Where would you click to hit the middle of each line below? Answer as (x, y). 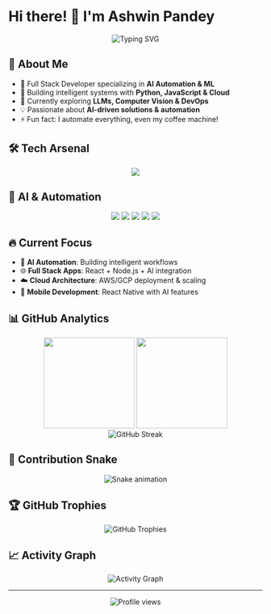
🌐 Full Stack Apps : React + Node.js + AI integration (106, 271)
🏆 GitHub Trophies (58, 505)
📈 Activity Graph (52, 555)
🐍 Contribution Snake (63, 460)
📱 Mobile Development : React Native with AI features (109, 292)
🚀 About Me (38, 64)
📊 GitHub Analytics (59, 318)
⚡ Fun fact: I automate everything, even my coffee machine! (119, 119)
